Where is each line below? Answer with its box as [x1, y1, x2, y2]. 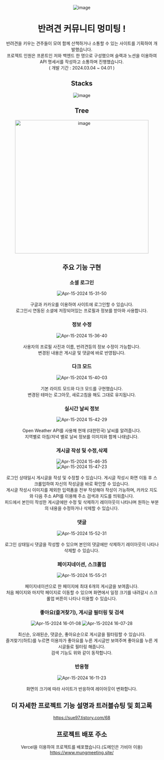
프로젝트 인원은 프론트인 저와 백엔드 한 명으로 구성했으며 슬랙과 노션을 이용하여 [6, 52, 157, 58]
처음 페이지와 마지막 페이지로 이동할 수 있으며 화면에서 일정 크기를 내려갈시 [6, 590, 149, 595]
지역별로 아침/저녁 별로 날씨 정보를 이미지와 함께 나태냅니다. [24, 434, 139, 440]
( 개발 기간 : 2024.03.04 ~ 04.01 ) [48, 65, 115, 71]
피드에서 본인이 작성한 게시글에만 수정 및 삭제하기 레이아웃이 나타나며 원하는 [4, 499, 150, 505]
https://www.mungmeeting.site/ [49, 750, 114, 756]
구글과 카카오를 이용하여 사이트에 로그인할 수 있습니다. [30, 302, 134, 308]
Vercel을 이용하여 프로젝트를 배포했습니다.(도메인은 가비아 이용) [21, 744, 143, 750]
